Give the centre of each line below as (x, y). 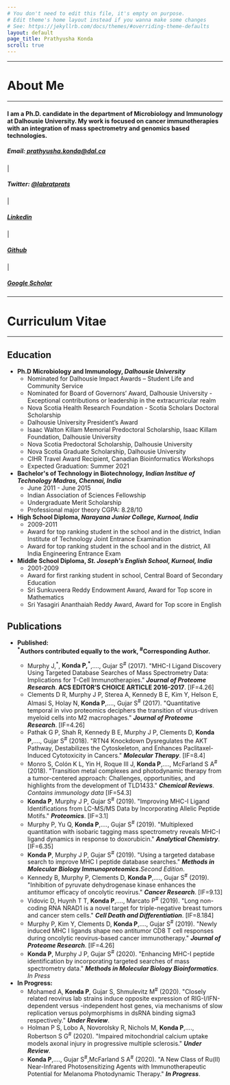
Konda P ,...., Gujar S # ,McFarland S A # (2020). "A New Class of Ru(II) (124, 1059)
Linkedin (20, 217)
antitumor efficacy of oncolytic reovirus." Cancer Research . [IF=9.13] (125, 892)
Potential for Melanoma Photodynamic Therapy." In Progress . (114, 1073)
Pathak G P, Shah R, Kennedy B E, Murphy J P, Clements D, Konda (121, 732)
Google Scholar (30, 283)
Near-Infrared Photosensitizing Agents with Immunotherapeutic (117, 1066)
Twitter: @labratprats (39, 184)
